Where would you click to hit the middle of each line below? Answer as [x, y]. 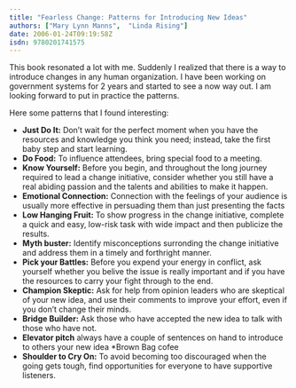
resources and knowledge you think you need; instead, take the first [146, 139]
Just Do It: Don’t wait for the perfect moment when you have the [140, 131]
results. [36, 234]
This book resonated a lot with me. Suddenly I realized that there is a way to [148, 67]
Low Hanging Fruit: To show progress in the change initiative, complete [153, 215]
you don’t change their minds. [76, 309]
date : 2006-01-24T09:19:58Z [61, 34]
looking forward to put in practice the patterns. [94, 96]
